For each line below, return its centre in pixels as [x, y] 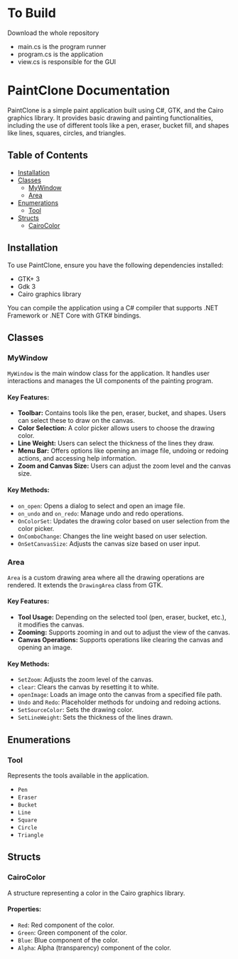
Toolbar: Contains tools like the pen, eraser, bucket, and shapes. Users [121, 413]
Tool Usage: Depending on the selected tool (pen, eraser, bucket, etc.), [122, 617]
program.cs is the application [60, 54]
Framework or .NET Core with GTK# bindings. [74, 315]
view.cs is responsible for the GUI [67, 61]
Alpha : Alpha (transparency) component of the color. [94, 948]
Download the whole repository [53, 33]
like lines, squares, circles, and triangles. [67, 132]
